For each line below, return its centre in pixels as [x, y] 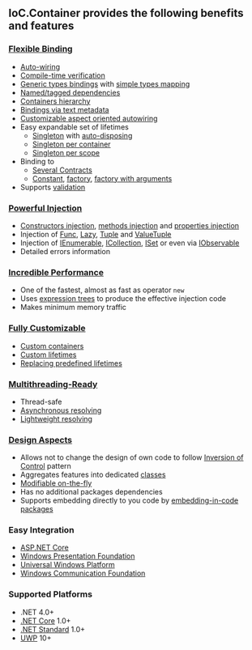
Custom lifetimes [48, 355]
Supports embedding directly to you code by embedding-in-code [129, 500]
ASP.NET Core [44, 548]
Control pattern [45, 466]
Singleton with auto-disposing [82, 135]
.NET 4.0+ [37, 612]
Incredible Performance [56, 272]
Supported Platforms [51, 594]
